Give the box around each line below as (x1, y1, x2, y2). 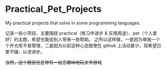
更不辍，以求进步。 (5, 49, 45, 55)
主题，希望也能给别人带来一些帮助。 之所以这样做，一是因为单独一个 (18, 36, 160, 42)
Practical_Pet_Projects (5, 3, 102, 15)
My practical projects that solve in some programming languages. (5, 20, 141, 26)
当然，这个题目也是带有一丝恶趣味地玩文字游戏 (5, 59, 102, 65)
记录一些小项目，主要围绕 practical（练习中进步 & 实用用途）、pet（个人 (5, 30, 153, 36)
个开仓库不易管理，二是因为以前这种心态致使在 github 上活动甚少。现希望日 (5, 42, 161, 48)
